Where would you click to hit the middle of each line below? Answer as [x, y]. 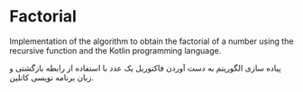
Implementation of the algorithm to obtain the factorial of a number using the [151, 41]
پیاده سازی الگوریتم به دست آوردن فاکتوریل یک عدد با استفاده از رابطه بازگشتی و [145, 68]
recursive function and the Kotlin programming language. [115, 50]
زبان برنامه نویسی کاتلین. [52, 77]
